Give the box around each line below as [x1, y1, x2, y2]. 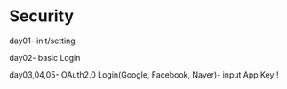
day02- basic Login [9, 52, 81, 63]
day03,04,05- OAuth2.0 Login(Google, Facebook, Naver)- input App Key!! [9, 69, 279, 80]
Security [9, 6, 74, 26]
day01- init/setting [9, 35, 76, 46]
